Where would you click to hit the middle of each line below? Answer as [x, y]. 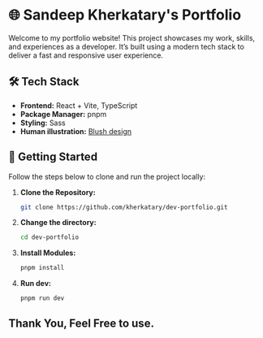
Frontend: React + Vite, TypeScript [79, 105]
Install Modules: [48, 253]
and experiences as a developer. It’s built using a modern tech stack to [127, 46]
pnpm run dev [42, 298]
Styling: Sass [43, 123]
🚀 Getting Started [53, 157]
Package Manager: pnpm [63, 114]
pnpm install [42, 268]
